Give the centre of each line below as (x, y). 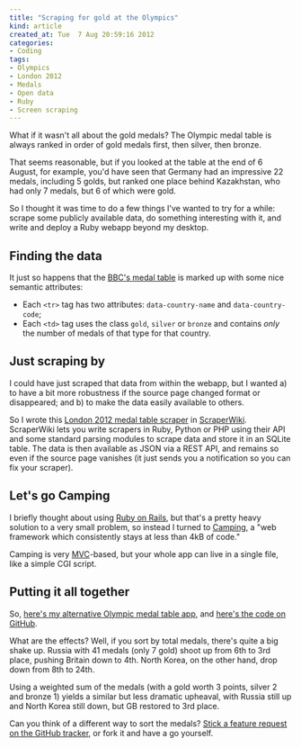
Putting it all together (70, 592)
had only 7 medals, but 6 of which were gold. (93, 191)
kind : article (36, 26)
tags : (19, 59)
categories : (31, 43)
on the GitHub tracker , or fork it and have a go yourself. (111, 733)
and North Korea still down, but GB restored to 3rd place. (115, 706)
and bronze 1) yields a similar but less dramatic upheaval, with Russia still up (150, 696)
